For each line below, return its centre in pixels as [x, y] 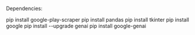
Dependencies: [24, 8]
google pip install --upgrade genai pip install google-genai [76, 26]
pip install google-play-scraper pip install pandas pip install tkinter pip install [98, 20]
